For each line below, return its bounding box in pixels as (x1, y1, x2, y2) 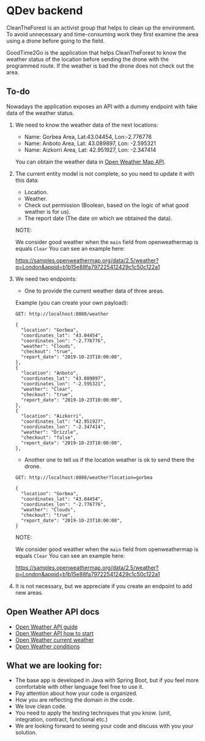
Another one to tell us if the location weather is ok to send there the (24, 456, 195, 463)
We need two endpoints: (15, 275, 77, 283)
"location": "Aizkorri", (21, 413, 84, 419)
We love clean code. (15, 703, 67, 710)
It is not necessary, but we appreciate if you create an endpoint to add (15, 582, 193, 590)
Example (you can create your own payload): (15, 299, 129, 306)
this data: (15, 176, 39, 184)
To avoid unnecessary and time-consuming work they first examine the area (6, 30, 199, 37)
